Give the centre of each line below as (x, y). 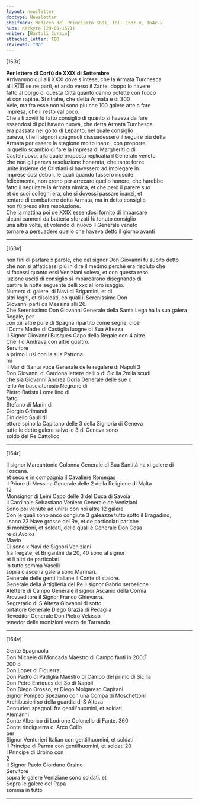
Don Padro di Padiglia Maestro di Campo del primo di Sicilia (78, 676)
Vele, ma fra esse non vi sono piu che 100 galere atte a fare (78, 105)
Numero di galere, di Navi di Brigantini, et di (59, 291)
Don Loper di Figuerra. (34, 670)
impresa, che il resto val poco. (43, 111)
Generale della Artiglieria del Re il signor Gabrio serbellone (78, 584)
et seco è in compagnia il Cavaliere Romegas (61, 477)
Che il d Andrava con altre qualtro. (48, 341)
